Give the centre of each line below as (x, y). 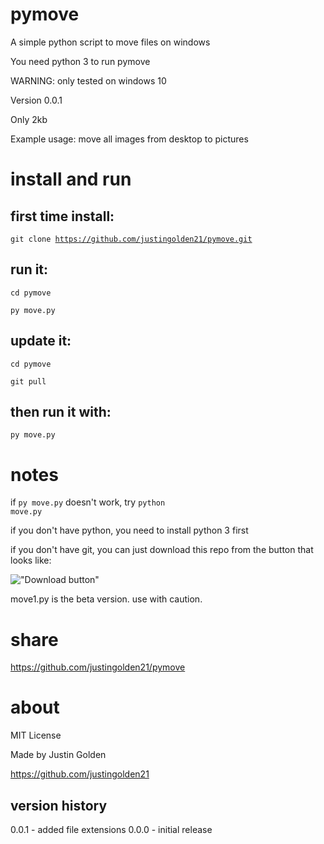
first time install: (62, 216)
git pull (28, 381)
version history (59, 805)
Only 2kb (29, 119)
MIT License (36, 735)
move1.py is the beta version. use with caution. (106, 599)
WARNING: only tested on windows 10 (88, 80)
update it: (41, 341)
